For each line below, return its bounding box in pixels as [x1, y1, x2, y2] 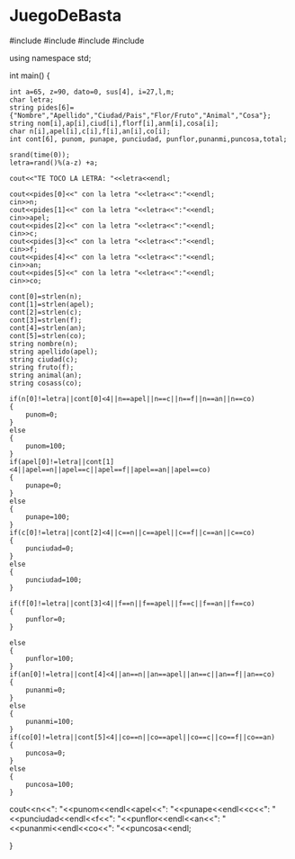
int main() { [9, 69, 51, 81]
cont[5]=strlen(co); [9, 331, 87, 340]
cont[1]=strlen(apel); [9, 300, 94, 309]
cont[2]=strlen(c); [9, 308, 83, 317]
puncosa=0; [25, 748, 67, 757]
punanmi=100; [25, 717, 75, 726]
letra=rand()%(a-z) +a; [9, 158, 99, 167]
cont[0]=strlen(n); [9, 291, 83, 301]
